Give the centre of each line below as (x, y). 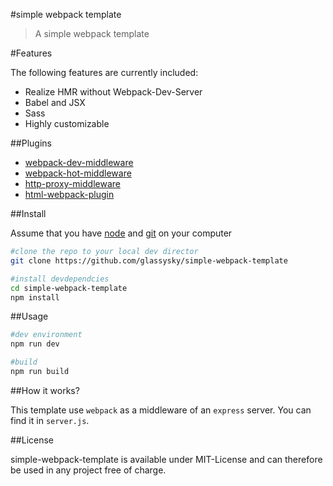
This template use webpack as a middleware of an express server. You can (161, 410)
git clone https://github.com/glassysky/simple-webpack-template (149, 260)
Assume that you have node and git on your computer (121, 233)
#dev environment (46, 335)
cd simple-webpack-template (69, 288)
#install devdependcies (60, 279)
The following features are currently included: (104, 72)
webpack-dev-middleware (79, 162)
